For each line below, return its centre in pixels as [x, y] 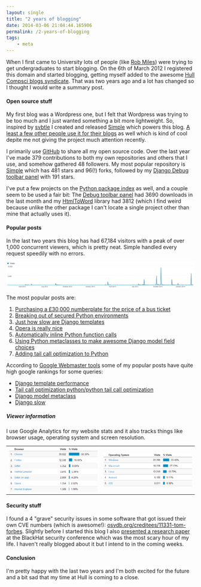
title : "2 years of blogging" [44, 19]
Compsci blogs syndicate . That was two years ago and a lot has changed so [100, 81]
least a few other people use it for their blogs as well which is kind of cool [97, 133]
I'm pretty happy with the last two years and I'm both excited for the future [98, 571]
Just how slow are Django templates [60, 322]
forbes [14, 531]
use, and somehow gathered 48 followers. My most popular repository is [96, 164]
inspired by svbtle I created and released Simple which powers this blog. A [98, 127]
